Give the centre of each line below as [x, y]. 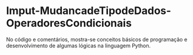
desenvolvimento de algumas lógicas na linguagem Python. [78, 46]
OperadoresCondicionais [69, 23]
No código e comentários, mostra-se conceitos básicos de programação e [97, 39]
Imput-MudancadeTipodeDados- [89, 11]
